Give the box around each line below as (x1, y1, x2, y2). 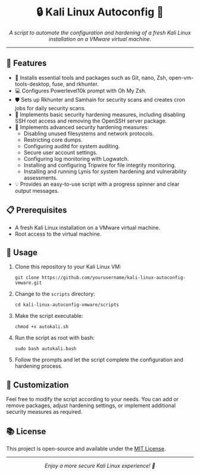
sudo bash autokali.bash (14, 346, 77, 352)
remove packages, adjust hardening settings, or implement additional (6, 402, 176, 409)
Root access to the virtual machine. (14, 230, 102, 237)
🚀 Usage (6, 247, 37, 257)
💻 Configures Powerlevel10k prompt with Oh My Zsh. (14, 87, 147, 94)
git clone (14, 275, 40, 281)
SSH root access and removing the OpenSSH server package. (14, 117, 167, 124)
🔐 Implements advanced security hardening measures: (14, 123, 149, 130)
